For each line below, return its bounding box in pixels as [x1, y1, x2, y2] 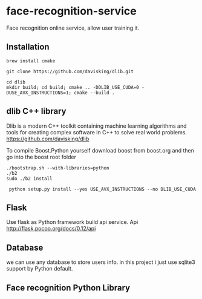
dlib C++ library [6, 106, 67, 116]
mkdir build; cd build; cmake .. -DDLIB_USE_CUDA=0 [6, 84, 139, 90]
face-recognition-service [6, 4, 137, 18]
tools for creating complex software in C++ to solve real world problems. [6, 128, 187, 136]
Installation [6, 42, 50, 52]
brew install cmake [6, 57, 56, 64]
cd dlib [6, 79, 26, 85]
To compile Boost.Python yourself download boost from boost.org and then [6, 146, 195, 154]
